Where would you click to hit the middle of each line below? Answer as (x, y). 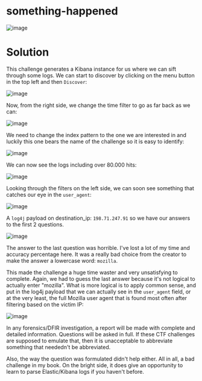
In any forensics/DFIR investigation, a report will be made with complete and (101, 328)
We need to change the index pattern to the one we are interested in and (96, 135)
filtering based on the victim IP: (45, 304)
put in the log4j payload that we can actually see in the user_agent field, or (99, 292)
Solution (28, 52)
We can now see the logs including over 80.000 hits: (71, 165)
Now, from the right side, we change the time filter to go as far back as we (98, 105)
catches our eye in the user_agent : (49, 194)
